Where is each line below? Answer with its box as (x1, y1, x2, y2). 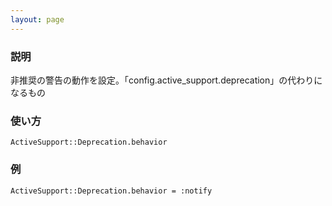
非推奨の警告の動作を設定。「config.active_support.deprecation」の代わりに (10, 74, 323, 86)
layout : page (10, 14, 65, 25)
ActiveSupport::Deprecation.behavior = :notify (10, 186, 213, 196)
